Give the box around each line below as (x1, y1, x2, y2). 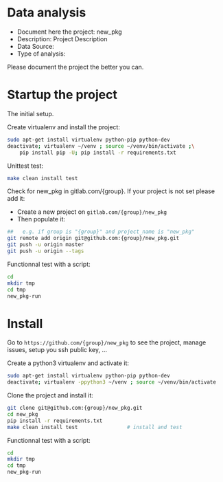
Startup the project (7, 87, 118, 102)
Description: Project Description (16, 34, 108, 43)
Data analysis (7, 5, 86, 21)
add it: (7, 195, 25, 203)
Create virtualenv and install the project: (7, 122, 120, 131)
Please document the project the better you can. (7, 63, 144, 71)
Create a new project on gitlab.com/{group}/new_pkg (16, 208, 167, 216)
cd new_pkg (7, 410, 38, 417)
